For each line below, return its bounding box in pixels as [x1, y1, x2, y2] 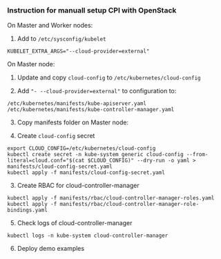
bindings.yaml [7, 207, 48, 214]
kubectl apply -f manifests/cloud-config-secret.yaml [7, 169, 166, 176]
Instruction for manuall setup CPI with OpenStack [7, 6, 177, 15]
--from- [186, 151, 209, 158]
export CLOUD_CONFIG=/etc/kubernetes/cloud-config [7, 145, 156, 152]
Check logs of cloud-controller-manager [17, 219, 133, 227]
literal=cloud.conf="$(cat [7, 157, 85, 164]
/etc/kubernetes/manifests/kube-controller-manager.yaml [7, 106, 175, 113]
